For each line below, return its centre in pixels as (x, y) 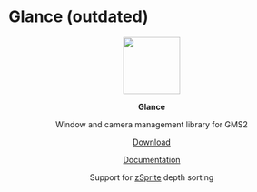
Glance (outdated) (79, 17)
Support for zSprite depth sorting (152, 177)
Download (152, 142)
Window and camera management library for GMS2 (152, 124)
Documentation (152, 159)
